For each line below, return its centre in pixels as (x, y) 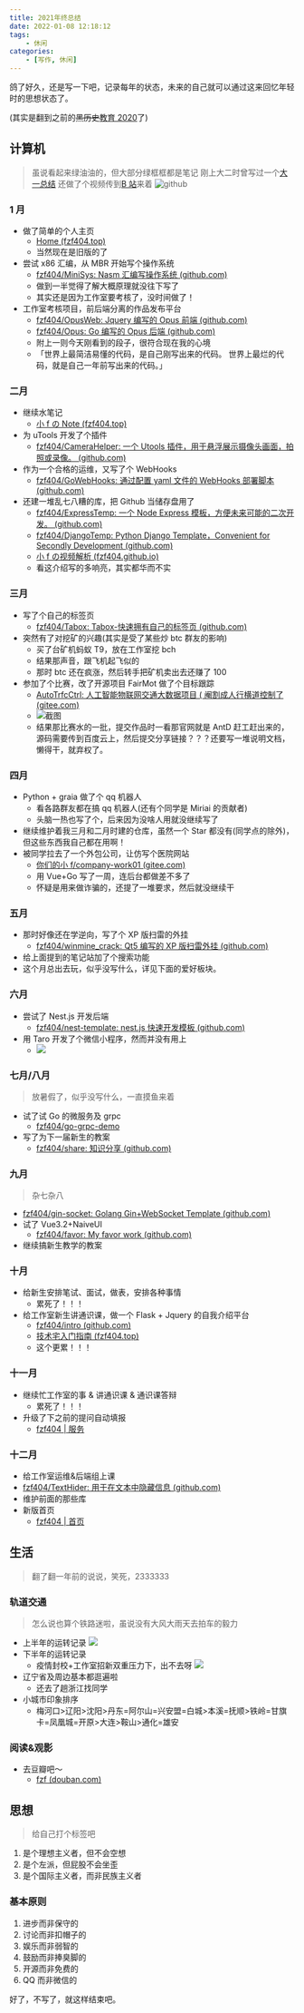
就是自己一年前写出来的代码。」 (109, 366)
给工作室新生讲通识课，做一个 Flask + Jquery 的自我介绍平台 (136, 1315)
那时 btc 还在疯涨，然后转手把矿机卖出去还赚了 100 (131, 671)
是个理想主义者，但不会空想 (74, 1853)
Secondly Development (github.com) (104, 546)
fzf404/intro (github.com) (83, 1325)
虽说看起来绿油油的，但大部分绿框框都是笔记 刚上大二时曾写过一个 (156, 172)
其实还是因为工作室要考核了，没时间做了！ (115, 298)
